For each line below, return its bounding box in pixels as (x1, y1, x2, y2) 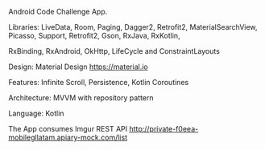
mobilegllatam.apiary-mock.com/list (8, 132, 127, 142)
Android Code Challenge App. (8, 7, 108, 16)
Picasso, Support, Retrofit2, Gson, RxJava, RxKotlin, (8, 31, 180, 40)
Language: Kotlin (8, 108, 64, 118)
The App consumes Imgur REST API (8, 124, 128, 133)
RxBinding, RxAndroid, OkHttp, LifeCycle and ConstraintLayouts (8, 47, 220, 55)
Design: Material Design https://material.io (8, 62, 148, 71)
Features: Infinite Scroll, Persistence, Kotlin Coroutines (8, 78, 189, 87)
